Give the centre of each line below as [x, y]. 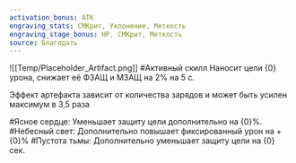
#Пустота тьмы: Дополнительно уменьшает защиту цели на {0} [153, 141]
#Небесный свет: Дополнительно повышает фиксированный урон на [142, 132]
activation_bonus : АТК [52, 17]
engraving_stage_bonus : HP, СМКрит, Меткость [96, 34]
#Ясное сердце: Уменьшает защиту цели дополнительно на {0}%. [136, 122]
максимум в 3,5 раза [49, 105]
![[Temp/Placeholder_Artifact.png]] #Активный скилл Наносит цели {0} [143, 68]
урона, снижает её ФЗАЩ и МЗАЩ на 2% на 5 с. [102, 78]
